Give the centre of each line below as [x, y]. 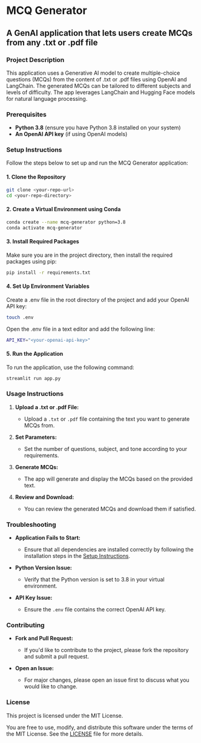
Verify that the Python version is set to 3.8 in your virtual [94, 580]
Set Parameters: [36, 437]
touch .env [20, 317]
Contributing [25, 625]
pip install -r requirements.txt [48, 273]
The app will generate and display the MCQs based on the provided [108, 479]
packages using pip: [31, 261]
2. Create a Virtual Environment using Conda [64, 209]
